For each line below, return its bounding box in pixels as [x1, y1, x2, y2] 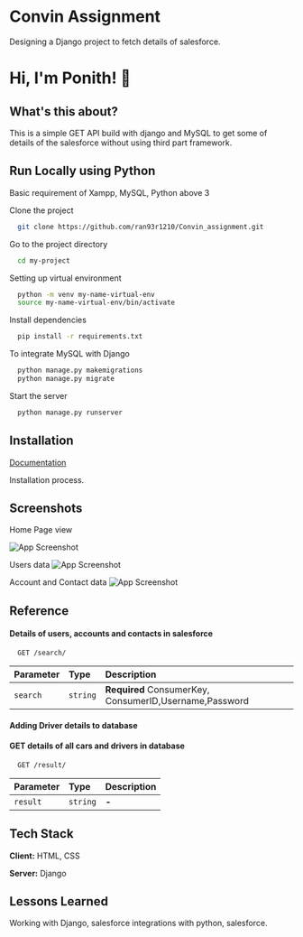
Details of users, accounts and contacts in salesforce [9, 628, 214, 639]
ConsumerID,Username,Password [105, 694, 250, 707]
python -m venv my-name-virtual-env [17, 290, 155, 299]
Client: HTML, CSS [9, 850, 80, 861]
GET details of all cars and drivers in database [9, 740, 185, 751]
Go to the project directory [9, 238, 108, 249]
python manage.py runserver [17, 408, 124, 417]
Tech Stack [9, 826, 74, 841]
